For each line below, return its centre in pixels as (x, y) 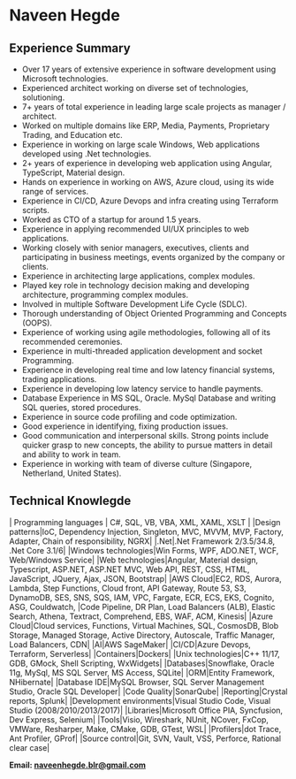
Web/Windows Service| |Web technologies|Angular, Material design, (134, 560)
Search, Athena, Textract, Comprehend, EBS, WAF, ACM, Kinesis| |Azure (141, 616)
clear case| (30, 747)
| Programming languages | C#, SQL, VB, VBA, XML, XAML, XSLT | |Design (145, 522)
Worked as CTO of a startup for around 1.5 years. (111, 219)
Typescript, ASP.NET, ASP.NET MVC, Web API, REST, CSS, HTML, (129, 569)
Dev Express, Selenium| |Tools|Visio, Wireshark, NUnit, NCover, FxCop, (139, 719)
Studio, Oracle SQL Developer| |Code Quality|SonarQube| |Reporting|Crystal (148, 691)
